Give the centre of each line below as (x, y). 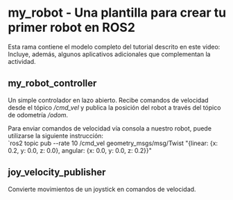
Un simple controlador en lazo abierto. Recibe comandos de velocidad (108, 100)
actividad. (22, 61)
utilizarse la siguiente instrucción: (55, 135)
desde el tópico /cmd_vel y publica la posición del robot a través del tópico (114, 107)
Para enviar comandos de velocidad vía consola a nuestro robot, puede (110, 128)
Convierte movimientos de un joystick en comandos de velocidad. (102, 189)
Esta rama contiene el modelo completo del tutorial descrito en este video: (114, 47)
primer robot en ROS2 (72, 27)
